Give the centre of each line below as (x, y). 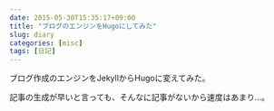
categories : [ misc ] (46, 43)
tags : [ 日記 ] (33, 51)
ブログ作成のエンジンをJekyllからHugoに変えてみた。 (110, 79)
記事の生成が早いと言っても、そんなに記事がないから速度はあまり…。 (140, 97)
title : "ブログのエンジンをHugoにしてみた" (83, 26)
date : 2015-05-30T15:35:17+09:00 (73, 18)
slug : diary (32, 34)
